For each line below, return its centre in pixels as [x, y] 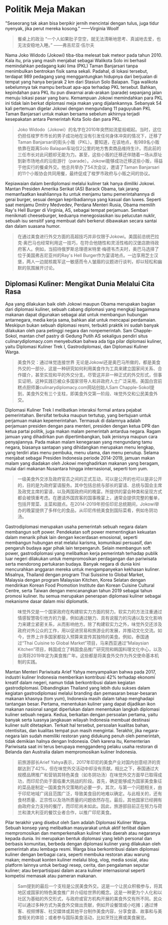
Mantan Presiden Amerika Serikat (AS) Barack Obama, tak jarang [72, 189]
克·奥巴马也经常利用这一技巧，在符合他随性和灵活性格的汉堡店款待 [86, 242]
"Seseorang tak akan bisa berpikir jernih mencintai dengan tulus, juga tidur [82, 23]
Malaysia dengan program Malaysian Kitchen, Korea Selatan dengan [75, 580]
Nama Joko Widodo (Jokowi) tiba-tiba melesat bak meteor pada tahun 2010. [84, 55]
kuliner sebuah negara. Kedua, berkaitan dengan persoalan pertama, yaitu [82, 714]
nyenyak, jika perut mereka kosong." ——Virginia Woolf [62, 28]
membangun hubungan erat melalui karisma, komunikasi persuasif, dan [78, 543]
